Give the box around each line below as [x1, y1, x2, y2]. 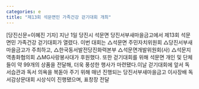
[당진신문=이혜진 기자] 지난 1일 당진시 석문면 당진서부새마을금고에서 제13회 [6, 31, 180, 39]
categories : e [6, 8, 42, 15]
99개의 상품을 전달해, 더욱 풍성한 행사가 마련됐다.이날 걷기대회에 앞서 [23, 61, 184, 68]
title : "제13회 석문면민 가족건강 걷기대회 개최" [6, 14, 112, 20]
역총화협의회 [6, 53, 36, 61]
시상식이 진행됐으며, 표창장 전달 [36, 75, 110, 83]
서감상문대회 [6, 75, 36, 83]
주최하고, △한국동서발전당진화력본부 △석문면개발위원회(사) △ [31, 46, 177, 53]
